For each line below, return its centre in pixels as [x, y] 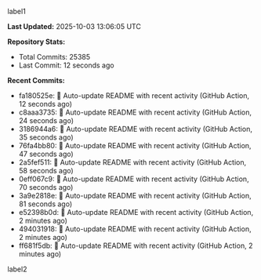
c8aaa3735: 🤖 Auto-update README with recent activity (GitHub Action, [135, 112]
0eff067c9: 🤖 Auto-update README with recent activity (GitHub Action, [134, 179]
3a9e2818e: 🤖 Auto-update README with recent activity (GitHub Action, [135, 196]
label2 [17, 269]
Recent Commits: [36, 80]
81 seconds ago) [45, 204]
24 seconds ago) [46, 120]
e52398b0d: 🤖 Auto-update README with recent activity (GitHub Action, [136, 212]
